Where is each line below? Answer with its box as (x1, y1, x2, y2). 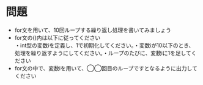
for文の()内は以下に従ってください (14, 34, 101, 41)
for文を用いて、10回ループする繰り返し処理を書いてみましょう (14, 26, 172, 34)
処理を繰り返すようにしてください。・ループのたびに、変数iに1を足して (14, 49, 191, 56)
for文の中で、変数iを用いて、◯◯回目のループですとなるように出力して (14, 64, 198, 72)
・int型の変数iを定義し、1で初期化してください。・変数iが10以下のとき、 (14, 42, 194, 49)
